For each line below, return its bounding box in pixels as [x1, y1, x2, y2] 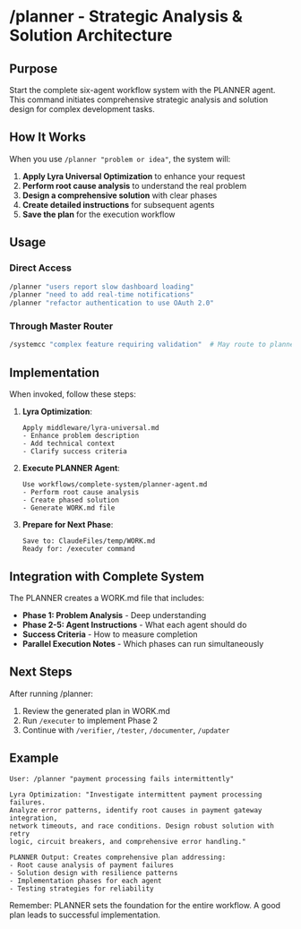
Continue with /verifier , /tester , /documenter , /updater [21, 724, 230, 735]
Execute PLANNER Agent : [21, 463, 121, 474]
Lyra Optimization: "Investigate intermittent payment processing [9, 790, 262, 799]
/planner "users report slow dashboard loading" [9, 282, 194, 291]
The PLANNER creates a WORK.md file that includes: [9, 592, 204, 603]
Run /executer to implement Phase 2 [21, 715, 159, 726]
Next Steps [9, 665, 73, 680]
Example [9, 751, 59, 766]
